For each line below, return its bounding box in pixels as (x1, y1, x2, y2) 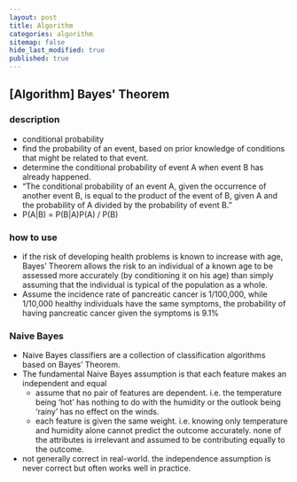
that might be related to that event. (21, 152, 149, 163)
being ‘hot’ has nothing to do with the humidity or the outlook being (35, 397, 281, 408)
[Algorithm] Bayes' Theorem (9, 87, 170, 102)
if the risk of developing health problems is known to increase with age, (21, 251, 284, 261)
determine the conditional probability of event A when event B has (21, 161, 264, 173)
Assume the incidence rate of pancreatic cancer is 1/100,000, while (21, 289, 268, 299)
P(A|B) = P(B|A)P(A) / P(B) (21, 209, 119, 220)
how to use (9, 231, 58, 244)
